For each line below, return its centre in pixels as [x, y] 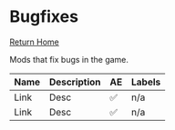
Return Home [34, 42]
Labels [146, 82]
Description [75, 82]
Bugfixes [44, 17]
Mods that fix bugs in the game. [69, 59]
